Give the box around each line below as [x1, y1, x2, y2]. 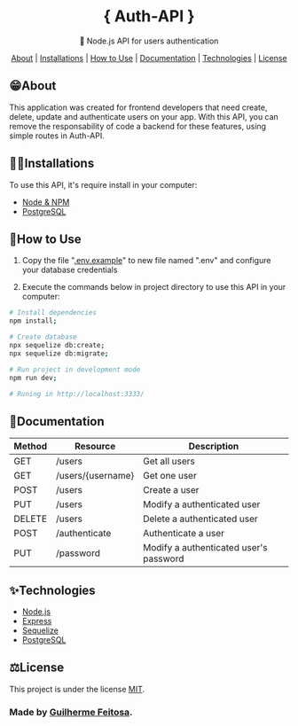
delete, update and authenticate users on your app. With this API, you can [9, 111, 279, 121]
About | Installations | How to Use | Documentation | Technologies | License [11, 52, 287, 63]
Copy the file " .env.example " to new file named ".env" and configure [21, 255, 271, 266]
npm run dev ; [9, 373, 58, 382]
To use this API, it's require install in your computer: [9, 179, 198, 190]
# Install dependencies [9, 308, 98, 317]
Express [21, 616, 52, 626]
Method [13, 441, 48, 453]
